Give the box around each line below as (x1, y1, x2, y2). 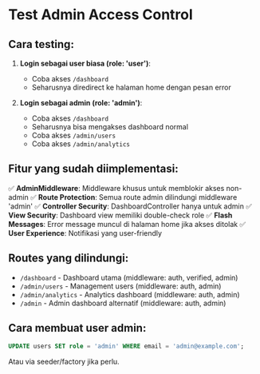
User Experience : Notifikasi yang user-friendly (8, 228, 162, 237)
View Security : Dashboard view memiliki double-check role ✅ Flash (8, 210, 233, 220)
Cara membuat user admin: (8, 321, 147, 335)
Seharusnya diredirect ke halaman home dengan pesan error (31, 82, 231, 92)
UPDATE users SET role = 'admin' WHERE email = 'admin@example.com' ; (8, 342, 245, 351)
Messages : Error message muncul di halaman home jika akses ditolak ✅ (8, 219, 246, 229)
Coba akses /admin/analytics (31, 139, 130, 149)
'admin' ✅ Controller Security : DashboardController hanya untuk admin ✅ (8, 201, 253, 211)
